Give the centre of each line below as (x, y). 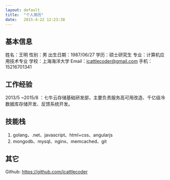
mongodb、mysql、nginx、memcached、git (60, 141)
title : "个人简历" (25, 15)
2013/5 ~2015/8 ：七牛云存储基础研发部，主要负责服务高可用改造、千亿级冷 (85, 97)
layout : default (23, 10)
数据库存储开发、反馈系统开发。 (39, 104)
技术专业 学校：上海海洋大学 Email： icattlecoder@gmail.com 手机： (81, 61)
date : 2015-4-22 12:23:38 (35, 19)
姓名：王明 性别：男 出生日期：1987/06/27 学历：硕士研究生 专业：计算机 (83, 55)
